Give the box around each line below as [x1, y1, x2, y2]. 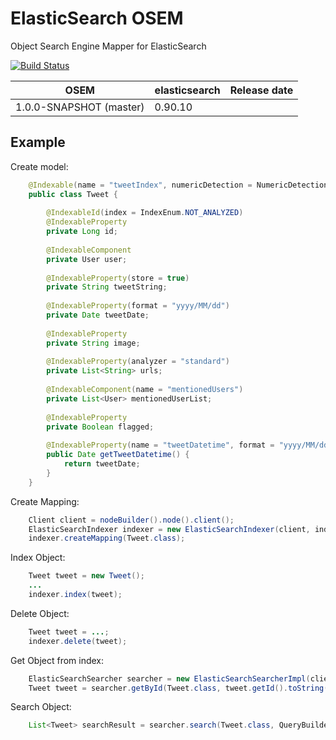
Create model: [10, 160, 69, 172]
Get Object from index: [10, 654, 105, 666]
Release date [229, 83, 294, 97]
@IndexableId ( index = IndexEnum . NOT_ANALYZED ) [46, 208, 244, 218]
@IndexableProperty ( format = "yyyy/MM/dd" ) [46, 301, 230, 311]
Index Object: [10, 552, 66, 564]
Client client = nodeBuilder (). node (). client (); [28, 515, 235, 525]
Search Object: [10, 701, 72, 713]
